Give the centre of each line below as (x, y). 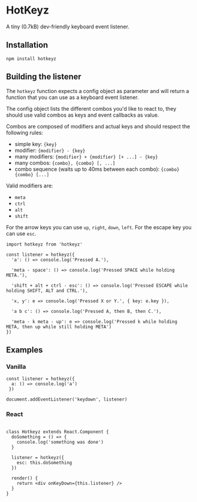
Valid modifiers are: (30, 186)
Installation (27, 45)
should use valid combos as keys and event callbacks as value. (83, 115)
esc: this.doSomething (44, 463)
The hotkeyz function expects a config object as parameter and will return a (98, 91)
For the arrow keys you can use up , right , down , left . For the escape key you (99, 227)
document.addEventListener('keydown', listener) (67, 399)
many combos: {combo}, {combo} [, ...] (65, 163)
